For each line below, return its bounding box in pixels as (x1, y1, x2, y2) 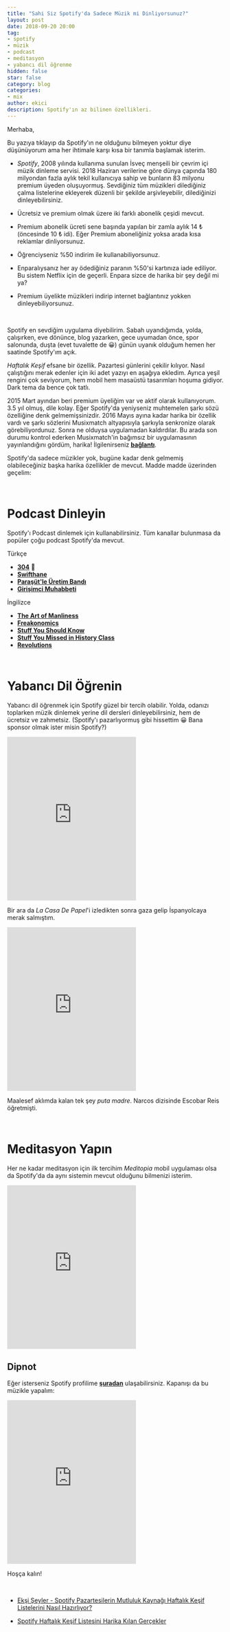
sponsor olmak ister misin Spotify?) (7, 723, 107, 731)
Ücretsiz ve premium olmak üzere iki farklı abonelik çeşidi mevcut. (16, 209, 205, 217)
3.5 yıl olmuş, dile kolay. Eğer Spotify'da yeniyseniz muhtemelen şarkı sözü (7, 404, 220, 412)
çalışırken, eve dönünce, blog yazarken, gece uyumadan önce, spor (7, 333, 199, 341)
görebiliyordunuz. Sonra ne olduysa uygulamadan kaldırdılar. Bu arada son (7, 425, 218, 434)
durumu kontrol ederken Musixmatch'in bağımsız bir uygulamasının (7, 433, 197, 441)
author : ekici (7, 100, 48, 107)
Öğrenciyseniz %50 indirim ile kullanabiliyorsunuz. (16, 250, 160, 258)
